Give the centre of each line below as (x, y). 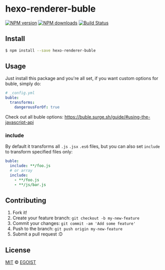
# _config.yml (20, 93)
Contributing (26, 200)
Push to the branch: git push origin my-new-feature (67, 229)
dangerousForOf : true (37, 107)
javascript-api (20, 122)
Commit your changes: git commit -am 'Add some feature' (74, 223)
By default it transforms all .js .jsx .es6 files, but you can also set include (83, 146)
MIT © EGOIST (21, 262)
